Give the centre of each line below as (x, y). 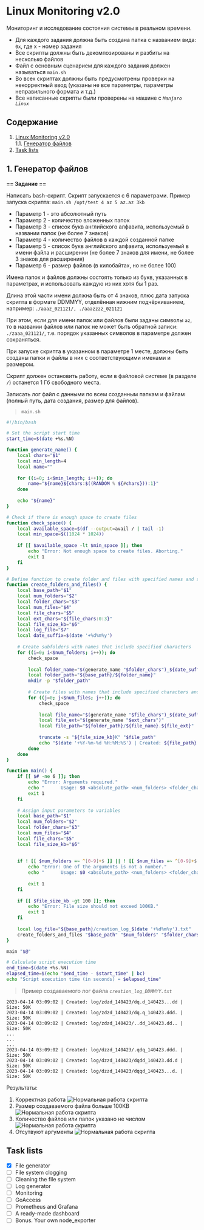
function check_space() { (39, 523)
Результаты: (22, 1087)
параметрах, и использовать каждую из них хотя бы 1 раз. (83, 283)
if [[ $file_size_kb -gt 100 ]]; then (66, 901)
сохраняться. (24, 339)
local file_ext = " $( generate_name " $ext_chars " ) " (101, 720)
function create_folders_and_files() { (57, 585)
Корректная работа (40, 1099)
